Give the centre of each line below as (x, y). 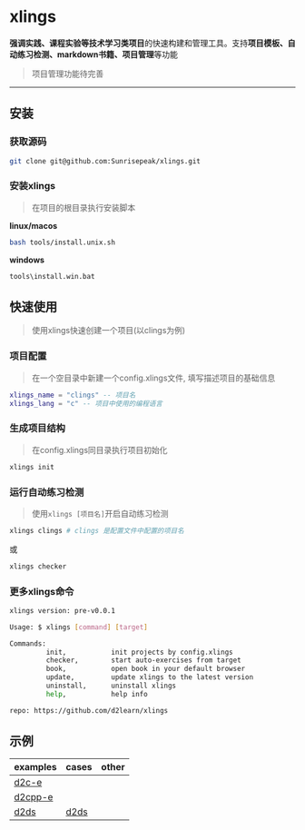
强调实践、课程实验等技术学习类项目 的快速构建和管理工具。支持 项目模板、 (148, 43)
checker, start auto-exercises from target (144, 660)
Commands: (28, 643)
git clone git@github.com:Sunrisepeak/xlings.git (105, 161)
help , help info (97, 694)
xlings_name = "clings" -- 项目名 (73, 395)
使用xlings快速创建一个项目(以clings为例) (108, 331)
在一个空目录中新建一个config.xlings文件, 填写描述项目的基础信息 (153, 378)
